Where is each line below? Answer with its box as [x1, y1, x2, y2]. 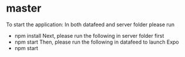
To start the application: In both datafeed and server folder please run [6, 21, 175, 28]
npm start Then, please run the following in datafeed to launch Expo [14, 38, 179, 45]
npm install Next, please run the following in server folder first [14, 32, 164, 39]
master [6, 2, 42, 15]
